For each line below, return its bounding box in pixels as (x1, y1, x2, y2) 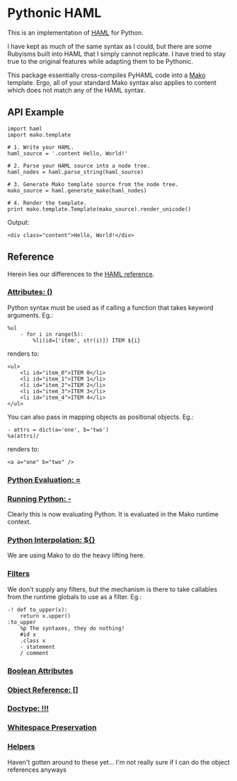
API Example (7, 106, 64, 118)
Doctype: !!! (7, 704, 50, 714)
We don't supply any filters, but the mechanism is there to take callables (7, 585, 218, 594)
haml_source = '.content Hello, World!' (7, 150, 129, 157)
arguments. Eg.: (7, 311, 54, 319)
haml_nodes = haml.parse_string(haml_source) (7, 168, 144, 175)
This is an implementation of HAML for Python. (7, 28, 144, 37)
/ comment (20, 649, 50, 656)
